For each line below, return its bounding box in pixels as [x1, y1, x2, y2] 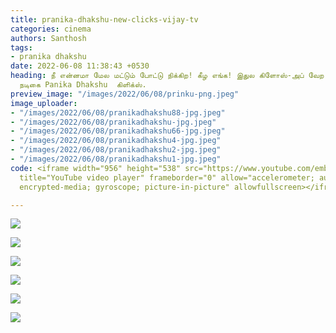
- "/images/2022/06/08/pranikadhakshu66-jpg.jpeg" [10, 126, 226, 136]
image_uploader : [10, 98, 78, 108]
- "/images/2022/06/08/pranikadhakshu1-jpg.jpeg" [10, 154, 222, 164]
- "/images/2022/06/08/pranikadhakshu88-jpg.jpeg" [10, 107, 226, 118]
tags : [10, 42, 33, 53]
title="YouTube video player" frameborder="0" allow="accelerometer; [19, 172, 315, 183]
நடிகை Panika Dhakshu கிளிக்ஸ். [19, 80, 147, 90]
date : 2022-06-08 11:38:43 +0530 [10, 61, 150, 71]
